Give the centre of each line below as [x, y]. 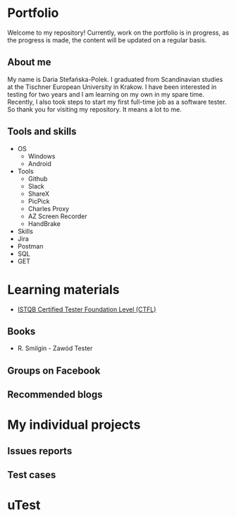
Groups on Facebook [54, 370]
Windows [42, 156]
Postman [30, 246]
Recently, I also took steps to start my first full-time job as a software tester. [117, 102]
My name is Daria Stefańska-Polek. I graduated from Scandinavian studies [115, 79]
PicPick [39, 201]
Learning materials [63, 289]
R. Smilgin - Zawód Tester [55, 348]
